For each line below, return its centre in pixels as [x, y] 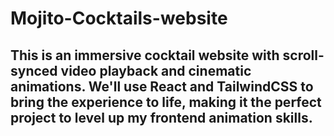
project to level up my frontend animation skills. [161, 117]
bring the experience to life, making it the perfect [166, 102]
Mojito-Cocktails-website [119, 18]
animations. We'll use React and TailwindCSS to [162, 86]
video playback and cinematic [156, 70]
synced [34, 70]
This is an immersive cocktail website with [145, 55]
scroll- [303, 55]
